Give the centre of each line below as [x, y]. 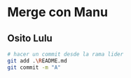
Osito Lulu [30, 38]
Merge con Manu [58, 12]
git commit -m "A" [34, 67]
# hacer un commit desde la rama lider [65, 54]
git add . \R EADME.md [37, 60]
